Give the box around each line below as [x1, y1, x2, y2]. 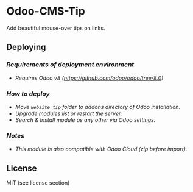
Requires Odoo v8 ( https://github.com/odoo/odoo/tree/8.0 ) [15, 74, 164, 82]
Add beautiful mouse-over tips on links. [6, 24, 105, 32]
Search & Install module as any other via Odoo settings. [15, 116, 156, 123]
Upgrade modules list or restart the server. [15, 110, 122, 117]
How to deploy [6, 90, 50, 98]
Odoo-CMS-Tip [6, 4, 85, 18]
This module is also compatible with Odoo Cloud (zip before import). [15, 145, 188, 153]
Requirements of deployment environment [6, 60, 135, 69]
